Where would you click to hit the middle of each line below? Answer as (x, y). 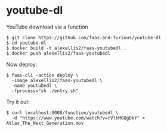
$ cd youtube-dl (26, 43)
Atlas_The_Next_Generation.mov (45, 123)
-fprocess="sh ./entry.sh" (45, 91)
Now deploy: (22, 64)
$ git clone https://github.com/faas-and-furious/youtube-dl (84, 37)
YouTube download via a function (47, 27)
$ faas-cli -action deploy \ (42, 75)
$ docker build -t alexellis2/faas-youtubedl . (67, 48)
